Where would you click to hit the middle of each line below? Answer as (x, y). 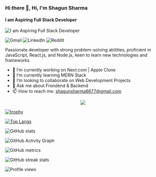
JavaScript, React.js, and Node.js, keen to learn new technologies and (76, 55)
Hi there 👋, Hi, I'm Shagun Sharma (46, 8)
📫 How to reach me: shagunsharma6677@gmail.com (67, 91)
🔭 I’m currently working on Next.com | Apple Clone (64, 70)
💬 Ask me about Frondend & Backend (50, 86)
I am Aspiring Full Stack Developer (41, 20)
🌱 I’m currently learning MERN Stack (49, 75)
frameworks (17, 60)
